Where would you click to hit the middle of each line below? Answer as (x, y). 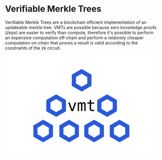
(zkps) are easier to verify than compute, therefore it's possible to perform (79, 32)
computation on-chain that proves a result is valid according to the (72, 43)
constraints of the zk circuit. (33, 48)
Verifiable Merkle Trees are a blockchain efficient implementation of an (76, 22)
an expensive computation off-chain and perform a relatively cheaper (74, 38)
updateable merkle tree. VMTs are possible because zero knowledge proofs (81, 27)
